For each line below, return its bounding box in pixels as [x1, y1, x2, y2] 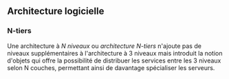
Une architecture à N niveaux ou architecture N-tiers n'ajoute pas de [7, 41, 201, 50]
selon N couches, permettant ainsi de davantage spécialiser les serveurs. [7, 63, 215, 71]
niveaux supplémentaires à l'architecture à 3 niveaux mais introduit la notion [7, 49, 223, 57]
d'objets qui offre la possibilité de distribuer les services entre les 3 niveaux [7, 56, 221, 65]
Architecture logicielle [7, 5, 105, 17]
